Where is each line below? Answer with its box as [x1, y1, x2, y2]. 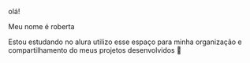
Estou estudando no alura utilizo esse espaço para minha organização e [8, 37, 242, 46]
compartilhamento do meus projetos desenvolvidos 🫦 [8, 46, 181, 54]
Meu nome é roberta [8, 22, 75, 31]
